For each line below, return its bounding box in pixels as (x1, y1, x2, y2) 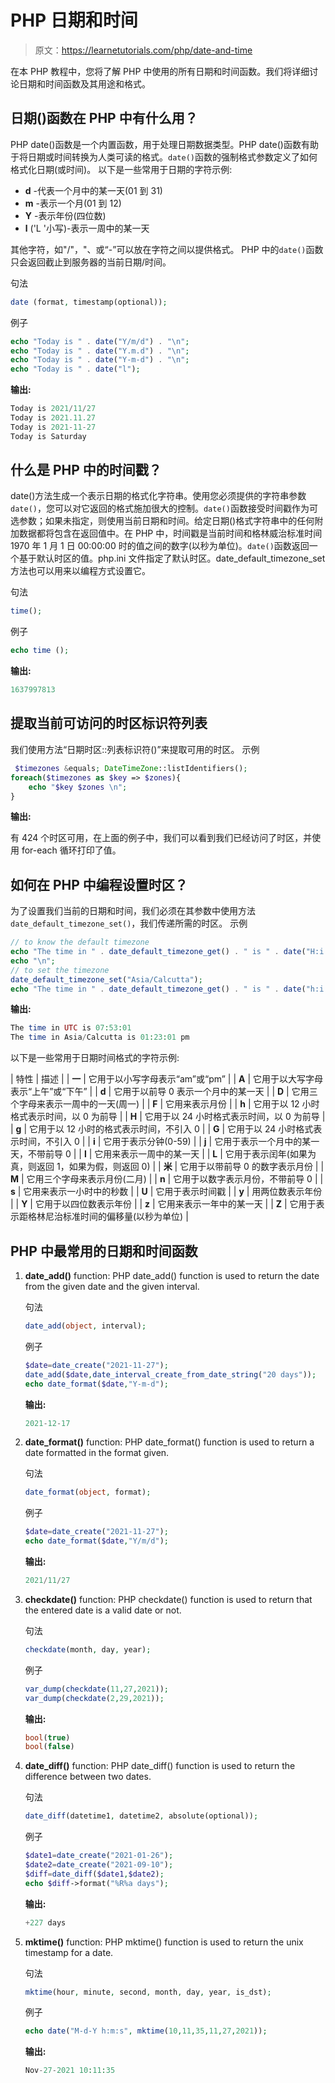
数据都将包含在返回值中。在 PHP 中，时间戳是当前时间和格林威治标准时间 (18, 527, 323, 540)
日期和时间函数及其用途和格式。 (18, 77, 151, 90)
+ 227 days (24, 1917, 67, 1928)
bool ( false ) (24, 1742, 75, 1752)
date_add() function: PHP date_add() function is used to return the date (24, 1270, 320, 1281)
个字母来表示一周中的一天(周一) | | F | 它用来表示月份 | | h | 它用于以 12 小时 (10, 1098, 320, 1110)
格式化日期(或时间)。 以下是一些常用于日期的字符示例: (10, 163, 233, 175)
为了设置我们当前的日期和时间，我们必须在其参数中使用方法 (10, 905, 256, 917)
